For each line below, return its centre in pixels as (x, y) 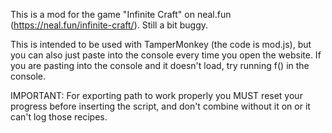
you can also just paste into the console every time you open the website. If (166, 55)
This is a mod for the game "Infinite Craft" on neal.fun (121, 14)
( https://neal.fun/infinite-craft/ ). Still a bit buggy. (109, 25)
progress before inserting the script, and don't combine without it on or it (160, 106)
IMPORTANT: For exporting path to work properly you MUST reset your (156, 95)
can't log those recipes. (59, 117)
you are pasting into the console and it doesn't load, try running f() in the (160, 65)
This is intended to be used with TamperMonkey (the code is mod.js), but (161, 44)
